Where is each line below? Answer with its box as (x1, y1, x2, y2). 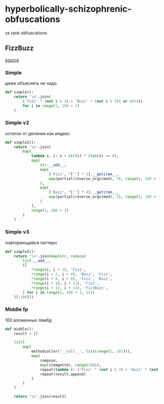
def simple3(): (5, 249, 36, 254)
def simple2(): (5, 140, 36, 145)
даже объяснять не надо (5, 81, 57, 86)
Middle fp (5, 306, 28, 313)
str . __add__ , (40, 162, 67, 168)
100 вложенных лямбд (5, 317, 52, 323)
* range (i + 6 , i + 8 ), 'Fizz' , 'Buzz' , (31, 277, 112, 282)
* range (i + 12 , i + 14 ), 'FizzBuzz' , (31, 285, 108, 290)
